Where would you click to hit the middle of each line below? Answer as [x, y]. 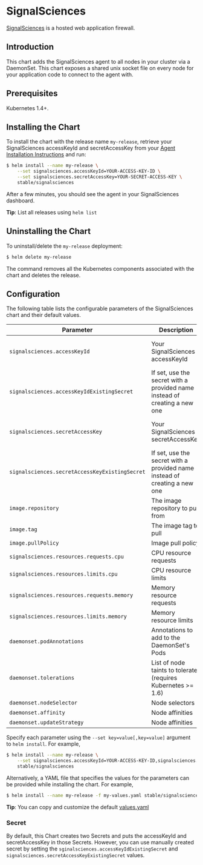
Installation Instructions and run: [46, 154]
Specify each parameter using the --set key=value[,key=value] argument [98, 738]
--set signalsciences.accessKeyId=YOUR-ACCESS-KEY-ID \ [89, 171]
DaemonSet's [171, 645]
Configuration [33, 294]
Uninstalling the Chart [49, 231]
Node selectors [173, 703]
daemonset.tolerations [42, 678]
